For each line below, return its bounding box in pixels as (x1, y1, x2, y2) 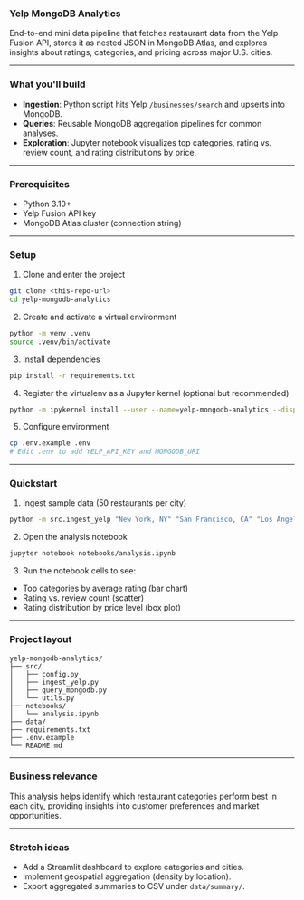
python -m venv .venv (9, 328, 91, 337)
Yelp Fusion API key (22, 207, 97, 219)
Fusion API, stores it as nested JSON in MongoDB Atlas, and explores (9, 37, 268, 48)
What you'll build (9, 78, 86, 90)
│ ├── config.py (9, 669, 79, 678)
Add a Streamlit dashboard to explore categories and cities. (22, 862, 244, 873)
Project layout (9, 633, 72, 646)
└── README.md (9, 741, 63, 750)
